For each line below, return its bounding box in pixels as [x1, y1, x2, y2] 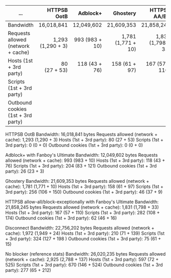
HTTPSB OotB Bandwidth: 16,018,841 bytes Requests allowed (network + [5, 131, 158, 137]
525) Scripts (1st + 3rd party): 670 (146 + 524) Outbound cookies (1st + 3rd [5, 262, 163, 268]
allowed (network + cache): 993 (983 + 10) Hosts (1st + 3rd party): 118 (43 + [5, 157, 165, 163]
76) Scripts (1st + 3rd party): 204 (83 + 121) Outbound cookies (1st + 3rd [5, 163, 157, 169]
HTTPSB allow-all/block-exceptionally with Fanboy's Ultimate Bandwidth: [5, 199, 159, 205]
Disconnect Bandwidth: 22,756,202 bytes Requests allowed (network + [5, 225, 155, 231]
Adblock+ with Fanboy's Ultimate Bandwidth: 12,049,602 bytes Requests [5, 152, 158, 158]
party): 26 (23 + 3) [5, 168, 45, 174]
